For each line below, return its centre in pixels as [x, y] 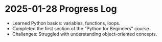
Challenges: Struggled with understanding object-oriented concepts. [85, 34]
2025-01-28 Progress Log [61, 9]
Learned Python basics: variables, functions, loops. [66, 23]
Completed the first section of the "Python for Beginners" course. [81, 28]
